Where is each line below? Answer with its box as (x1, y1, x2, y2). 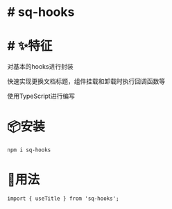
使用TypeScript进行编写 (7, 92, 75, 101)
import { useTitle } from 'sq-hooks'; (7, 195, 119, 202)
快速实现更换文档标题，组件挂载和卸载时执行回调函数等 (7, 77, 165, 85)
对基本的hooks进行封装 (7, 62, 74, 71)
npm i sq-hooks (7, 147, 51, 153)
